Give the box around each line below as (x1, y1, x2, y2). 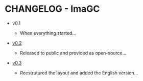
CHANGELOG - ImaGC (5, 3, 100, 15)
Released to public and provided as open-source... (19, 50, 127, 56)
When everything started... (19, 30, 76, 36)
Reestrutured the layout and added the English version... (19, 70, 138, 76)
